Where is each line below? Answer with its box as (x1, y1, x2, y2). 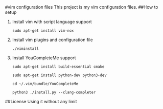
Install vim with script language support (12, 19, 92, 24)
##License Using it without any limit (5, 99, 77, 104)
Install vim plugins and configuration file (12, 37, 93, 43)
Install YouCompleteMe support (12, 55, 76, 61)
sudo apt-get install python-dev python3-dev (12, 73, 107, 78)
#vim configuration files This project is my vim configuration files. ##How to (5, 4, 158, 10)
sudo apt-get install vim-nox (12, 28, 74, 33)
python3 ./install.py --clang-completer (12, 90, 96, 95)
